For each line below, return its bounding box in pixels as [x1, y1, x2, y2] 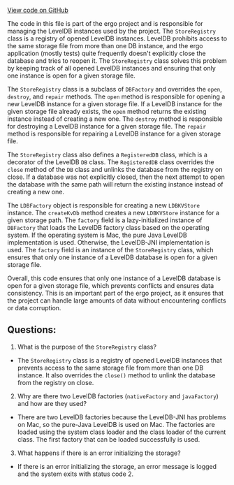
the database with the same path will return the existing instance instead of [7, 180, 224, 188]
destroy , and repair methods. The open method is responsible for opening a [7, 92, 226, 101]
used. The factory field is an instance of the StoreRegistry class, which [7, 246, 214, 254]
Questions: [7, 324, 57, 336]
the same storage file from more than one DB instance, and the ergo [7, 42, 203, 50]
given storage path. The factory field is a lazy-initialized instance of [7, 216, 203, 224]
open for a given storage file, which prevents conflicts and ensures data [7, 282, 214, 289]
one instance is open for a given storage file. [7, 71, 136, 80]
